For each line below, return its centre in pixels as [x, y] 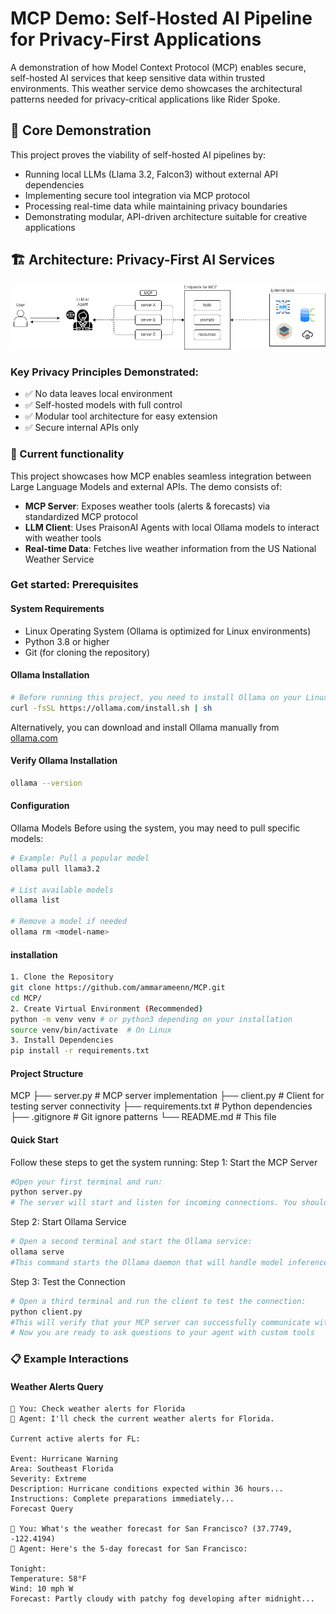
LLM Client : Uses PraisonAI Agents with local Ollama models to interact [172, 527]
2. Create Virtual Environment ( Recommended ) [106, 1008]
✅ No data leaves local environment [98, 394]
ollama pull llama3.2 [55, 868]
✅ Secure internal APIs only [82, 428]
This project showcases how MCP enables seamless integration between [161, 476]
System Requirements [57, 609]
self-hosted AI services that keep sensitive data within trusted [138, 78]
